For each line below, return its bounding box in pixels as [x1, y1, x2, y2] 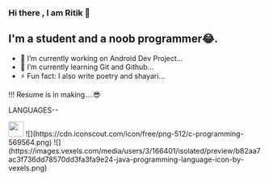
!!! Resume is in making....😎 [8, 89, 101, 99]
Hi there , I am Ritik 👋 [8, 7, 90, 19]
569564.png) [8, 137, 53, 147]
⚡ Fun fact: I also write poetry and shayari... [19, 71, 166, 80]
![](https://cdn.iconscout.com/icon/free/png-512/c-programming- [25, 129, 244, 138]
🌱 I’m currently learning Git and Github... [19, 62, 154, 72]
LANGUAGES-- [8, 105, 59, 115]
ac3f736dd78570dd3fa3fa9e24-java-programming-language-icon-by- [8, 154, 244, 164]
